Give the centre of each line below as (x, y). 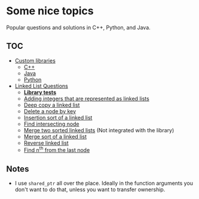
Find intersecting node (51, 124)
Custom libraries (35, 60)
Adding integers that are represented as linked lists (86, 98)
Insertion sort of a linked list (58, 117)
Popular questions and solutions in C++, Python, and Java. (78, 27)
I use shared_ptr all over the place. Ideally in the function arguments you (104, 184)
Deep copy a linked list (52, 105)
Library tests (40, 92)
